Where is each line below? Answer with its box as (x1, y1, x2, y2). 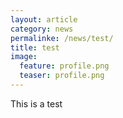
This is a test (10, 97, 63, 110)
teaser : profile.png (19, 71, 105, 81)
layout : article (10, 14, 78, 25)
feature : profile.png (19, 61, 110, 71)
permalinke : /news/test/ (10, 33, 114, 43)
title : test (10, 42, 60, 53)
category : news (10, 24, 74, 34)
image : (10, 52, 38, 62)
